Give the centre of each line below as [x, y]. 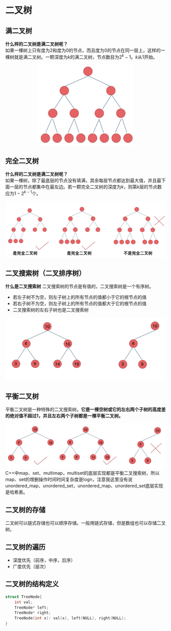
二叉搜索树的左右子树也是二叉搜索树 [51, 310]
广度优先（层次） [31, 566]
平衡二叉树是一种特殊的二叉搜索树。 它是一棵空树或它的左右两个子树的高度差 [85, 410]
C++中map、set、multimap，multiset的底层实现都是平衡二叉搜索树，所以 [82, 473]
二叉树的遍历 [25, 547]
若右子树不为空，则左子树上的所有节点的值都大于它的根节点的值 [79, 304]
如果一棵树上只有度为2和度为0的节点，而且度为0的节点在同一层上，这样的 [83, 50]
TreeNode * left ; [32, 608]
